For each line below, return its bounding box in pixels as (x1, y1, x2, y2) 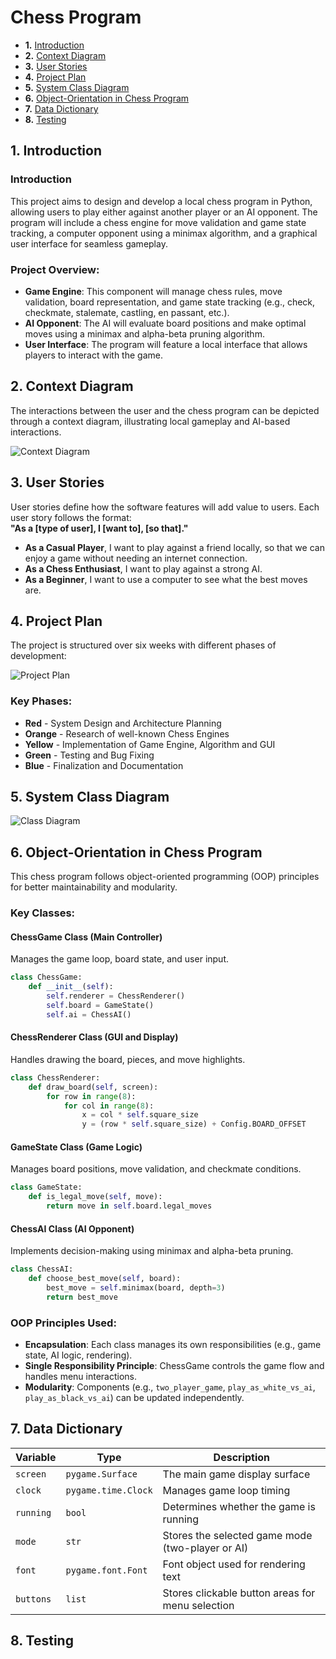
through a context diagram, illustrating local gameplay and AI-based (10, 415, 291, 427)
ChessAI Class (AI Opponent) (10, 1222, 135, 1235)
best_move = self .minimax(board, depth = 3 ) (46, 1283, 226, 1293)
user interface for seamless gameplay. (10, 237, 168, 250)
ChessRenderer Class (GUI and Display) (10, 1031, 179, 1043)
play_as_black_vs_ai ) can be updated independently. (24, 1392, 245, 1404)
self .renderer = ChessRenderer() (46, 991, 186, 1001)
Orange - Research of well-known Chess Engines (24, 727, 230, 740)
